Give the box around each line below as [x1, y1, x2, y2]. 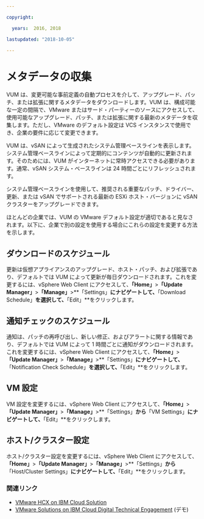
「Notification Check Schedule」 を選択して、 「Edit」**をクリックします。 [6, 363, 191, 370]
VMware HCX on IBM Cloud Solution [15, 498, 107, 506]
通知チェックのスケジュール [6, 316, 110, 326]
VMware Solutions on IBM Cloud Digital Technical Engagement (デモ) [15, 506, 189, 513]
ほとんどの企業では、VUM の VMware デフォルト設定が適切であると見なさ [6, 214, 194, 221]
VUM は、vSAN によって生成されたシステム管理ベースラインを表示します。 [6, 142, 195, 149]
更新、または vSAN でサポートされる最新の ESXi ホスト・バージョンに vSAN [6, 193, 198, 200]
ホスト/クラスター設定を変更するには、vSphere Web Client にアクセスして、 [6, 452, 198, 460]
